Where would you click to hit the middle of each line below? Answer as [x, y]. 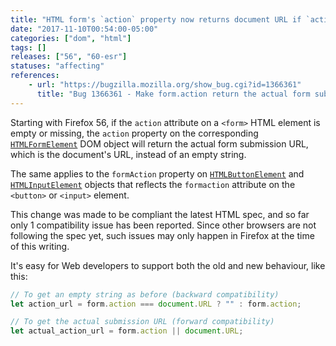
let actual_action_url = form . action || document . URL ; [127, 331]
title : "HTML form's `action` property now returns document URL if [156, 19]
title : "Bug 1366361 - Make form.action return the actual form [173, 94]
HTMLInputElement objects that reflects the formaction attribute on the [153, 184]
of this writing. [40, 246]
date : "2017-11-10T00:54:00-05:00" [84, 29]
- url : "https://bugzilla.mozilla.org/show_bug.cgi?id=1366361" [165, 85]
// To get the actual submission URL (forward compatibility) [142, 322]
